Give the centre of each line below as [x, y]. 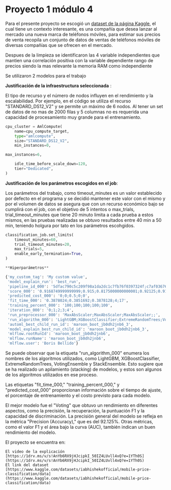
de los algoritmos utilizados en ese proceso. [52, 375]
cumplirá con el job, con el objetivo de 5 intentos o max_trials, [70, 209]
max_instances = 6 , [24, 155]
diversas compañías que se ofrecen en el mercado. [59, 45]
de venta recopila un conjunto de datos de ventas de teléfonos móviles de [83, 40]
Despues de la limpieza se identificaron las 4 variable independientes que [83, 55]
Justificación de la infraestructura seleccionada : [59, 86]
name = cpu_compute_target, [42, 131]
